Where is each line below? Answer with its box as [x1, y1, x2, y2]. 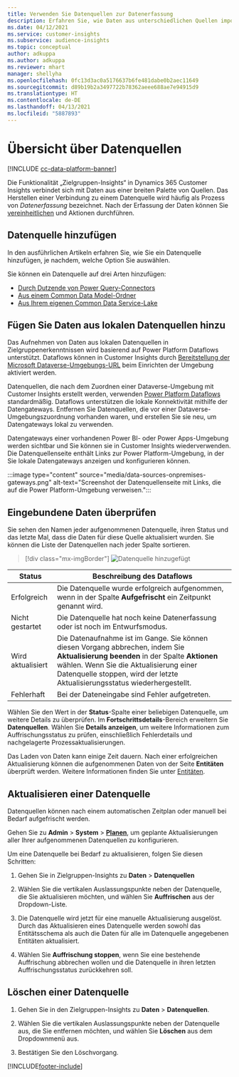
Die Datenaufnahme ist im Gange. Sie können [56, 633, 208, 643]
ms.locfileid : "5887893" [7, 110, 81, 117]
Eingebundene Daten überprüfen [7, 506, 156, 518]
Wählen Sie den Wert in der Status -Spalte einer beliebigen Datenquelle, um [7, 708, 229, 717]
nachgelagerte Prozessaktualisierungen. [7, 738, 126, 747]
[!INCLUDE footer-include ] [7, 1061, 83, 1071]
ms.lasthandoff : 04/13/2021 [7, 103, 91, 111]
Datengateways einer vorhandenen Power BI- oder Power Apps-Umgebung [7, 434, 229, 443]
